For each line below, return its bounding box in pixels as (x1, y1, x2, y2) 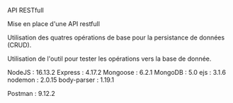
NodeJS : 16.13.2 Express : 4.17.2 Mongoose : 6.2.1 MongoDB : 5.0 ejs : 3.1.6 (7, 68, 227, 76)
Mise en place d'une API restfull (7, 20, 101, 28)
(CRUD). (7, 41, 32, 49)
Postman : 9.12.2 (7, 90, 55, 97)
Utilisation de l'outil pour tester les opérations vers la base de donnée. (7, 54, 212, 63)
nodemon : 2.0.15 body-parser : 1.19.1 (7, 75, 115, 84)
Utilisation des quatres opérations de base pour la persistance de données (7, 33, 225, 42)
